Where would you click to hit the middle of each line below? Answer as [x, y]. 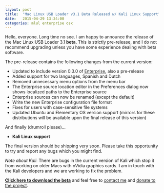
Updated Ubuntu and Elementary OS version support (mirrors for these [83, 113]
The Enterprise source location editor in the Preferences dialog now [80, 87]
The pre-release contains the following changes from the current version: [79, 62]
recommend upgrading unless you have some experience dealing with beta [81, 47]
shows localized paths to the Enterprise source [59, 92]
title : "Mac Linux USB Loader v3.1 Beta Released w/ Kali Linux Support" [83, 14]
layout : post [18, 9]
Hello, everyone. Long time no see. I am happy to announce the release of [79, 37]
